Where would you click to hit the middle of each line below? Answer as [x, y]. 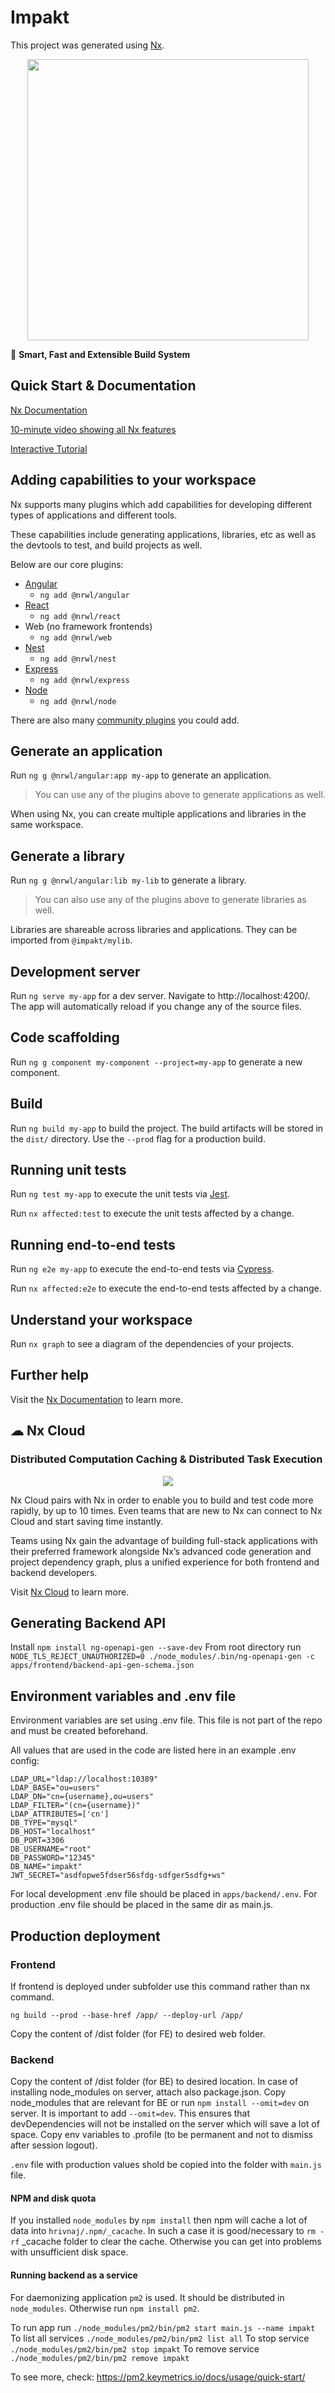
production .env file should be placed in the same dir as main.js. [142, 1905]
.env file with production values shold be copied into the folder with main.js [166, 2165]
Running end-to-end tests [93, 1244]
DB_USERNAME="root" [51, 1849]
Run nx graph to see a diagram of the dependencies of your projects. [152, 1344]
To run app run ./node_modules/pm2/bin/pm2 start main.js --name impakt [163, 2327]
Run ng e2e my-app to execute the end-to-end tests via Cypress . [142, 1269]
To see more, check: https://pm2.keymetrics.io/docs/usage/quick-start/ [158, 2377]
